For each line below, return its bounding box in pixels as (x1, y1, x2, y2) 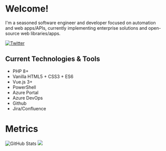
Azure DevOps (12, 95, 43, 101)
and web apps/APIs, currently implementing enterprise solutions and (5, 25, 147, 31)
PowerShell (12, 84, 36, 90)
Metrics (5, 123, 39, 134)
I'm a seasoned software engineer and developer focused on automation (5, 20, 156, 26)
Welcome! (5, 3, 49, 15)
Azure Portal (12, 89, 39, 96)
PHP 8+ (12, 68, 29, 74)
